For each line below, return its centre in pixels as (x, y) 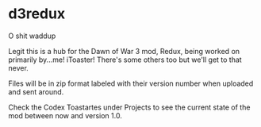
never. (19, 67)
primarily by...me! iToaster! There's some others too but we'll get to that (125, 60)
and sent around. (36, 91)
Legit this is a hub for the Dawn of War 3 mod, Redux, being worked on (124, 51)
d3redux (37, 14)
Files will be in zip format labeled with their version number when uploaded (131, 83)
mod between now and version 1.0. (65, 115)
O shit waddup (32, 36)
